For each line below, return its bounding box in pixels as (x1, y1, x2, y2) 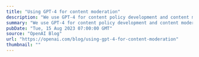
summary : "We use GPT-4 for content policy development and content (6, 20, 179, 26)
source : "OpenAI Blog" (6, 31, 62, 37)
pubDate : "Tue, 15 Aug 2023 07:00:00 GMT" (6, 25, 113, 31)
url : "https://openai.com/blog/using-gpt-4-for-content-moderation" (6, 36, 179, 42)
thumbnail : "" (6, 42, 41, 48)
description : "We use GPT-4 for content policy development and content (6, 14, 190, 20)
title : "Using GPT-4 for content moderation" (6, 8, 120, 15)
